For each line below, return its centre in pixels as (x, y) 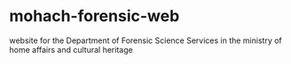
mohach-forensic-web (94, 16)
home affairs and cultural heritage (71, 49)
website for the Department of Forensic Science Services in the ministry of (145, 40)
